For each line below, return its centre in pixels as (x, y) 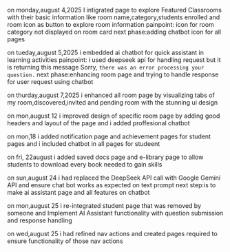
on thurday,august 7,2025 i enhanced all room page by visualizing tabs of (111, 95)
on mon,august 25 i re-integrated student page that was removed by (104, 206)
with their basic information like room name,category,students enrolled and (114, 17)
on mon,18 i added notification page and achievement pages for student (109, 136)
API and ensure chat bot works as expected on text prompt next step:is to (112, 185)
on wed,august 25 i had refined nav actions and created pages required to (113, 234)
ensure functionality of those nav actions (65, 241)
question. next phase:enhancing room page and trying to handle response (113, 74)
